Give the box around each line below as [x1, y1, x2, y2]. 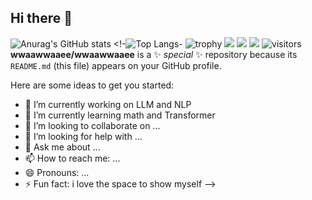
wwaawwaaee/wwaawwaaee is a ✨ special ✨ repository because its [10, 48, 298, 60]
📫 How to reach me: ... [24, 152, 121, 164]
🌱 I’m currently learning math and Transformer [24, 109, 216, 121]
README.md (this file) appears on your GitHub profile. [10, 59, 222, 71]
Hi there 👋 [10, 10, 73, 27]
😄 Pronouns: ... [24, 166, 90, 178]
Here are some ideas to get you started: [10, 79, 175, 91]
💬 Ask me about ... [24, 141, 101, 153]
